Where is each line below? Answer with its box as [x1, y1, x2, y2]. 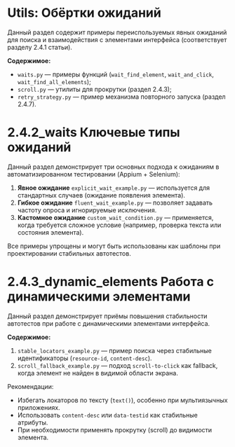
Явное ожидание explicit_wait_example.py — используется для [17, 184, 210, 192]
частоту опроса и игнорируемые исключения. [17, 205, 157, 214]
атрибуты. [17, 418, 48, 427]
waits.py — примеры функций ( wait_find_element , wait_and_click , [17, 70, 214, 78]
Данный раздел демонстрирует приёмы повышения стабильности [7, 312, 208, 320]
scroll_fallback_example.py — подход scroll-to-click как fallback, [17, 361, 218, 369]
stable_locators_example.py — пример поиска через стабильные [17, 346, 213, 355]
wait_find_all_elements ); [17, 77, 91, 85]
